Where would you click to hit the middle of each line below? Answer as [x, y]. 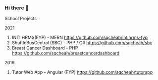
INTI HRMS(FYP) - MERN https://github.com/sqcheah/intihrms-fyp [80, 38]
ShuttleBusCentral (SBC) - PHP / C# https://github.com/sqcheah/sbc [82, 43]
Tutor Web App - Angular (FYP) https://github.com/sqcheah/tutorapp [82, 72]
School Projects [21, 19]
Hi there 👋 [17, 8]
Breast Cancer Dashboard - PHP [45, 48]
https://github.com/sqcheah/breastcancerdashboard [66, 53]
